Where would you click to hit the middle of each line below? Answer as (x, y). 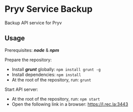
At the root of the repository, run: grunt (51, 79)
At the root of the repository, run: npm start (56, 99)
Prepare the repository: (28, 60)
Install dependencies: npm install (46, 75)
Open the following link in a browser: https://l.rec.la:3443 (70, 104)
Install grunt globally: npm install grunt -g (56, 69)
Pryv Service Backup (48, 9)
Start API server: (21, 89)
